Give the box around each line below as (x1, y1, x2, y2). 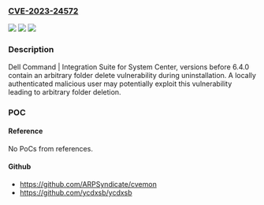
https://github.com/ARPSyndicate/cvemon (19, 179, 158, 188)
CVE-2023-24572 (8, 6, 79, 17)
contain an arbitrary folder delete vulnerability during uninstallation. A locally (8, 70, 256, 80)
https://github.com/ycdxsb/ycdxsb (19, 188, 132, 197)
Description (8, 44, 54, 55)
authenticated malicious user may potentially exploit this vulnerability (8, 79, 232, 88)
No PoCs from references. (8, 143, 93, 153)
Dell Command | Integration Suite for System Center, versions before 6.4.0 (8, 61, 250, 72)
